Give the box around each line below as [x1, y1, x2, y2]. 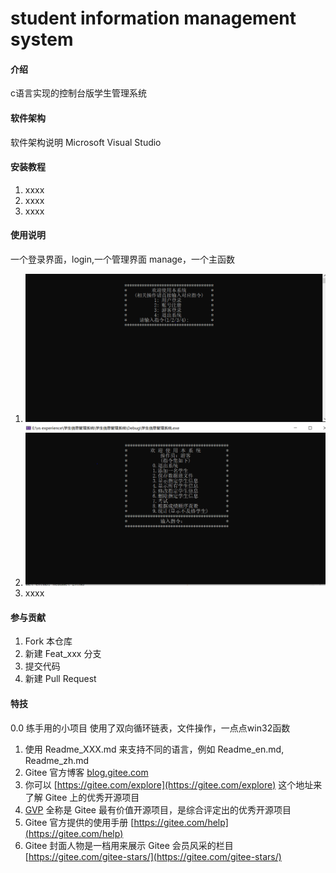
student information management [10, 7, 297, 30]
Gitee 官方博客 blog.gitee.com [24, 766, 149, 778]
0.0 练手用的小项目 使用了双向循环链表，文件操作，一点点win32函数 [10, 722, 291, 734]
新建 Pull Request [24, 673, 97, 685]
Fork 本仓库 [24, 635, 73, 647]
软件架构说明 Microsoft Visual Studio [10, 136, 162, 148]
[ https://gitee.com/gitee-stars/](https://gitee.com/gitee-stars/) [24, 850, 282, 862]
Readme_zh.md [24, 754, 90, 766]
